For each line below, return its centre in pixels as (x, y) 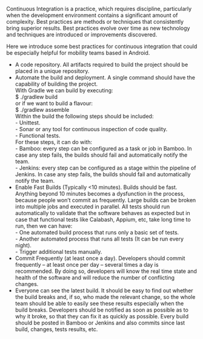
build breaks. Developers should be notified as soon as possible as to (102, 310)
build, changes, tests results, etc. (56, 329)
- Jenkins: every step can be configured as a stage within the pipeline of (105, 168)
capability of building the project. (56, 84)
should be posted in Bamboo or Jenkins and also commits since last (100, 323)
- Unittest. (28, 123)
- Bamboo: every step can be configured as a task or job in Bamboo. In (103, 149)
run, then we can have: (44, 226)
